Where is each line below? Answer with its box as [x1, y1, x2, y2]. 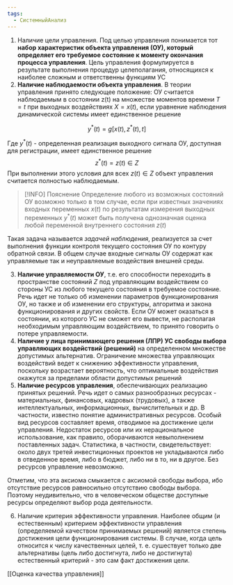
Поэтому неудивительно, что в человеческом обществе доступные [7, 491, 209, 499]
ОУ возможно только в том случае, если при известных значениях [24, 198, 224, 206]
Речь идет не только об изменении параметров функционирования [17, 292, 218, 301]
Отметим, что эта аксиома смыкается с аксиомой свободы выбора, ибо [7, 476, 223, 485]
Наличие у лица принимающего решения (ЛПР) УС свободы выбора [17, 337, 227, 345]
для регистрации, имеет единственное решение [7, 146, 152, 155]
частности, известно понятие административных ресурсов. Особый [17, 411, 221, 419]
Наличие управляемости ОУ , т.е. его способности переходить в [17, 270, 211, 279]
